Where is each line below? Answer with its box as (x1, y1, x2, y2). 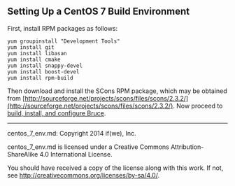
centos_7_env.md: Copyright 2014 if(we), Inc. (7, 129, 136, 137)
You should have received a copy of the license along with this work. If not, (7, 164, 224, 172)
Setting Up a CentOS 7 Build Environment (7, 6, 190, 17)
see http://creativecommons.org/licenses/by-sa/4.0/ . (7, 171, 159, 179)
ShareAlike (7, 150, 38, 158)
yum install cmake (7, 56, 61, 63)
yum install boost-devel (7, 68, 80, 76)
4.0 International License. (39, 150, 113, 158)
